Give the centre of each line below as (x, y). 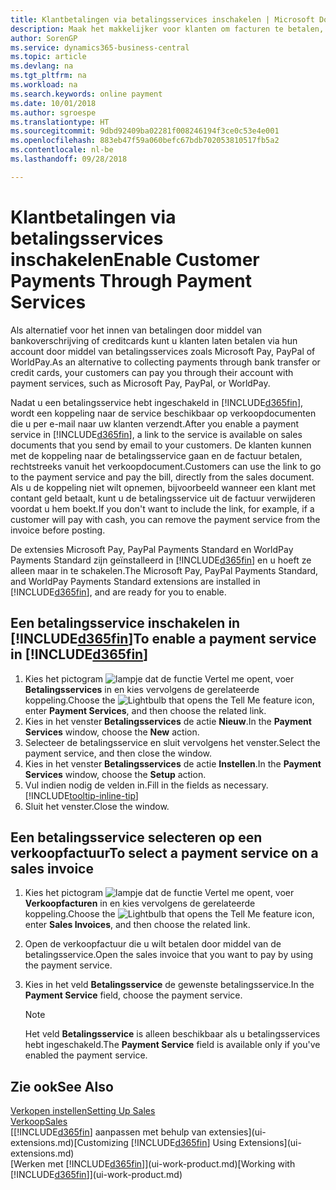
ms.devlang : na (42, 66)
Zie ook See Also (62, 1086)
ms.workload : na (44, 85)
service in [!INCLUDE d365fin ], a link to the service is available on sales (156, 434)
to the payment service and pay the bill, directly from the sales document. (162, 477)
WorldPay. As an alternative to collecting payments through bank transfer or (165, 362)
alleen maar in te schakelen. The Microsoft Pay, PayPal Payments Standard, (164, 570)
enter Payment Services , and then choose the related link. (145, 710)
